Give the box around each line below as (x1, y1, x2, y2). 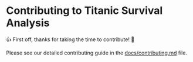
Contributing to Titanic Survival (6, 4, 163, 17)
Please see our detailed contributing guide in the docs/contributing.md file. (6, 49, 188, 56)
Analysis (6, 16, 50, 30)
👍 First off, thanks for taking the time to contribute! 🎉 (6, 36, 135, 43)
